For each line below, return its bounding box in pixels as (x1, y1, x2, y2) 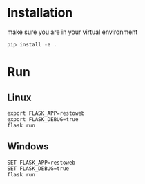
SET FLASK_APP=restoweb (7, 159, 76, 166)
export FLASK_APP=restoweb (7, 109, 85, 117)
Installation (7, 5, 73, 21)
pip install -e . (7, 41, 57, 48)
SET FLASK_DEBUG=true (7, 165, 70, 172)
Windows (7, 140, 49, 153)
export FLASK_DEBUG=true (7, 116, 79, 122)
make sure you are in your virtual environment (7, 28, 138, 36)
